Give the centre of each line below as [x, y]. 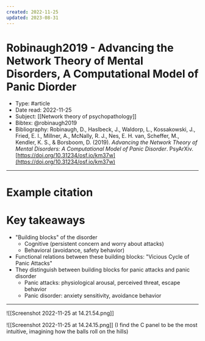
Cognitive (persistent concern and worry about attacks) [94, 243]
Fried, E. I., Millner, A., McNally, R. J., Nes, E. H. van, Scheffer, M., [97, 136]
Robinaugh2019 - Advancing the [90, 48]
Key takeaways [46, 220]
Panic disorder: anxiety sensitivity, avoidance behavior [93, 295]
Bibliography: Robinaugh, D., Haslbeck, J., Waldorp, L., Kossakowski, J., [105, 129]
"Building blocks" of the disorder [56, 237]
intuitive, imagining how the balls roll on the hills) [67, 331]
